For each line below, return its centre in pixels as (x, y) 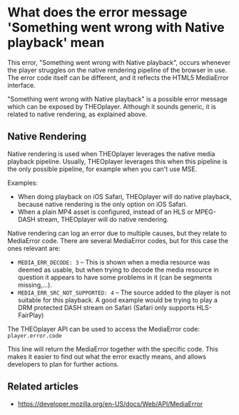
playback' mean (56, 43)
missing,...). (35, 285)
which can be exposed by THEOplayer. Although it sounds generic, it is (112, 106)
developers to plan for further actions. (63, 364)
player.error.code (35, 336)
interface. (21, 85)
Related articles (43, 387)
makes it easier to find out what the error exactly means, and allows (107, 357)
